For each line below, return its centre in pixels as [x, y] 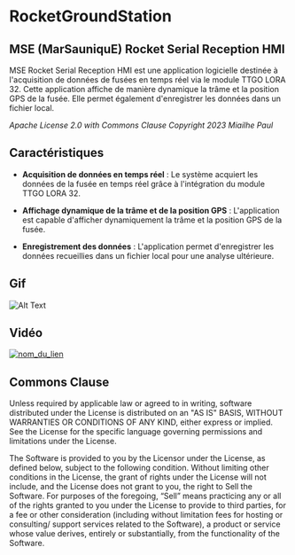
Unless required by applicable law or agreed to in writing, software [131, 403]
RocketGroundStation [91, 16]
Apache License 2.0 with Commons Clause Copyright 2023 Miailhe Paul [141, 125]
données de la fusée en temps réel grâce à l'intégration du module [144, 184]
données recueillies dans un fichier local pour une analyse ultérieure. [148, 255]
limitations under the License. [63, 442]
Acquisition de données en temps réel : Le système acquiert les [140, 174]
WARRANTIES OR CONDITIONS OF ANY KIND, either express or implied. [141, 422]
